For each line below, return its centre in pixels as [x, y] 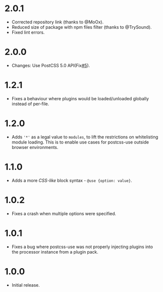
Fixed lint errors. [28, 32]
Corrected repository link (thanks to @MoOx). [57, 22]
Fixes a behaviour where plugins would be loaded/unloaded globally [80, 98]
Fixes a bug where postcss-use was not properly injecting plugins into [82, 247]
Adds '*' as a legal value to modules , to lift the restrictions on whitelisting [85, 137]
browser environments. [35, 147]
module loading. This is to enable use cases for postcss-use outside [80, 142]
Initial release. [26, 285]
